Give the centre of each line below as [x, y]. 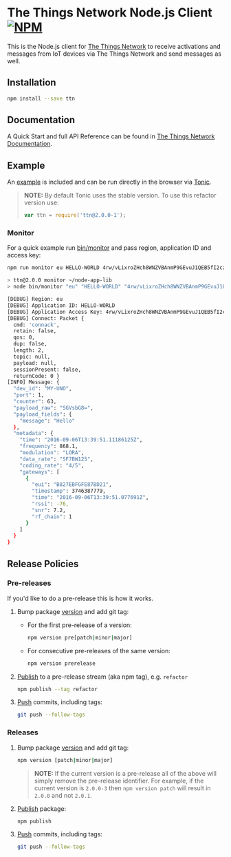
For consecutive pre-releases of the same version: [99, 650]
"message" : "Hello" [47, 421]
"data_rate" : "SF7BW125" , [57, 459]
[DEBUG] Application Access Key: [55, 312]
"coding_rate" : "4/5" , [52, 465]
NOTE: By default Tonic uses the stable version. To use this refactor [120, 195]
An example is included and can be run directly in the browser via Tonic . [109, 182]
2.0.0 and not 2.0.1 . [63, 795]
